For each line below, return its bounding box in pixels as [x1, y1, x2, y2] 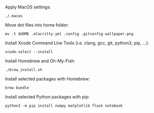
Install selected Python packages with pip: [5, 94, 90, 99]
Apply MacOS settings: [5, 4, 51, 10]
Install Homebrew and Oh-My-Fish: [5, 58, 75, 64]
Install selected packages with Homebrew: [5, 76, 90, 82]
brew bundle [5, 85, 29, 90]
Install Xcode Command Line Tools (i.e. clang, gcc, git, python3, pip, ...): [5, 40, 149, 46]
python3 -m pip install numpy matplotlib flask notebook [5, 103, 123, 108]
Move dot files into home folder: [5, 22, 69, 28]
